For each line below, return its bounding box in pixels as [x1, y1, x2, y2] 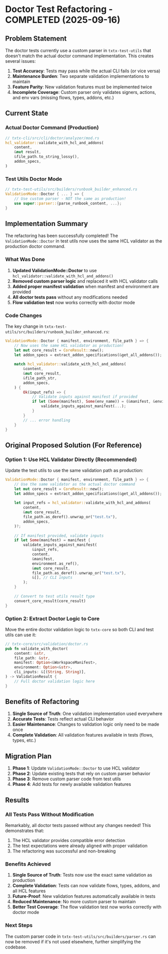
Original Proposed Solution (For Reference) [5, 441, 142, 449]
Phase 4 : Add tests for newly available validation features [12, 781, 131, 787]
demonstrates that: [5, 827, 44, 833]
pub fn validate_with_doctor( [5, 646, 68, 651]
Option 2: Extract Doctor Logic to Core [5, 615, 100, 622]
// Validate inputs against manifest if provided [31, 394, 137, 400]
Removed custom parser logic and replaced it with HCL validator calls [12, 278, 158, 284]
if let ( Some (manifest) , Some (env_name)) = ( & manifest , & [31, 399, 155, 404]
